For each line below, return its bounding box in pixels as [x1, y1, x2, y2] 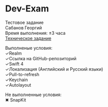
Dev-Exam [5, 3, 49, 14]
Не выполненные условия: [5, 92, 62, 98]
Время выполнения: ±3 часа [5, 30, 66, 36]
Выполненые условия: [5, 45, 53, 51]
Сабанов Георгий [5, 24, 42, 30]
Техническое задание [5, 35, 51, 41]
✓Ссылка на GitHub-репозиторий [5, 55, 77, 61]
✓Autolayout [5, 82, 31, 88]
